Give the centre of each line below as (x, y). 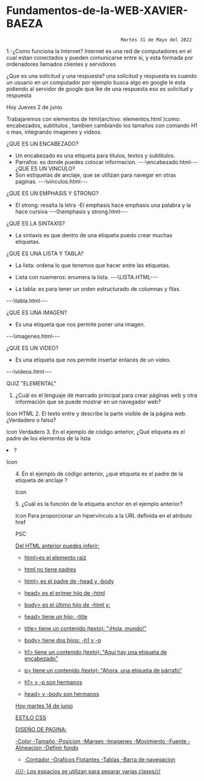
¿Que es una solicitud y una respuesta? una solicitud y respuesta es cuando (101, 76)
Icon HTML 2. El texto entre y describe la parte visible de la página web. (97, 413)
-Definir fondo (61, 747)
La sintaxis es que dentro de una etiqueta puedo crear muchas (93, 235)
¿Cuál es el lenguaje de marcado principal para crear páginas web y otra (106, 395)
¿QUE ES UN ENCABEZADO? (43, 143)
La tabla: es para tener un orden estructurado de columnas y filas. (98, 289)
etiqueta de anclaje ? (41, 480)
